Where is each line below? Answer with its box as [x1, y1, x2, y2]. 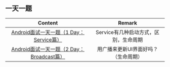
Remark [118, 19, 138, 26]
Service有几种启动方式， [95, 28, 155, 35]
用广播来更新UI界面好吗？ [97, 45, 158, 52]
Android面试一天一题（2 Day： [11, 45, 85, 52]
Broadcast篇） [30, 53, 65, 60]
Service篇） [33, 36, 62, 43]
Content [37, 19, 58, 26]
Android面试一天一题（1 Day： [11, 28, 85, 35]
